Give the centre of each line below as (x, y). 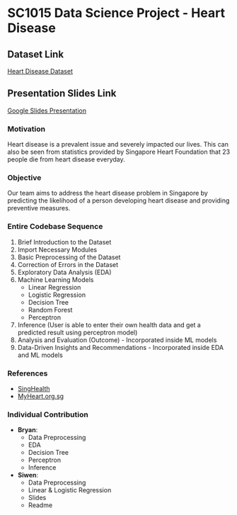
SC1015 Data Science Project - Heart (116, 13)
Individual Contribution (48, 414)
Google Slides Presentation (47, 111)
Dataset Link (36, 54)
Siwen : (28, 475)
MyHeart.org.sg (41, 396)
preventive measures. (39, 208)
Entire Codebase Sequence (55, 227)
